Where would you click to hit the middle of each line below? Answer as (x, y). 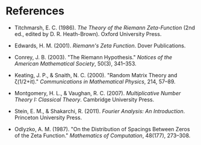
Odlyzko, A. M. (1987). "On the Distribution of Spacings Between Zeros (102, 129)
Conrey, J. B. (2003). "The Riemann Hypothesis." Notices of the (93, 57)
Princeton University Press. (48, 117)
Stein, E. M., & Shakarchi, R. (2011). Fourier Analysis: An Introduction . (100, 111)
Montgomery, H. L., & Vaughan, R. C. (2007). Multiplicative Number (97, 93)
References (35, 11)
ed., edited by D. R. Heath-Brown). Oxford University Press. (88, 34)
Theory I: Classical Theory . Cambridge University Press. (84, 99)
